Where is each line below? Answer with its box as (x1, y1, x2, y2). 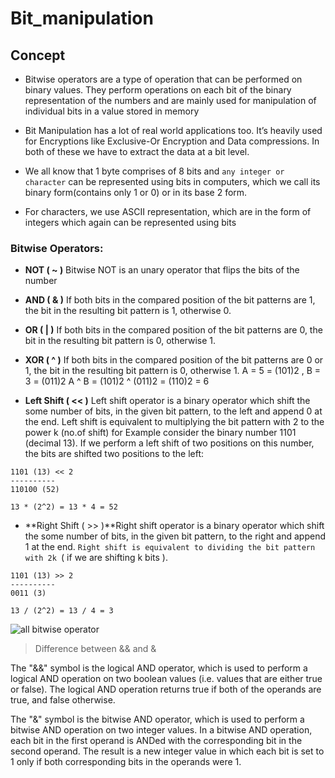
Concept (10, 47, 66, 64)
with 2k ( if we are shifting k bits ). (24, 552, 168, 564)
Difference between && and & (34, 643, 157, 655)
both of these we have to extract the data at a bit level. (24, 146, 250, 157)
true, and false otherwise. (10, 694, 116, 706)
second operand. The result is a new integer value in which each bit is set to (10, 745, 325, 757)
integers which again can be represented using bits (24, 217, 237, 228)
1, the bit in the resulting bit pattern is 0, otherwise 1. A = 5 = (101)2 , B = (24, 365, 322, 377)
